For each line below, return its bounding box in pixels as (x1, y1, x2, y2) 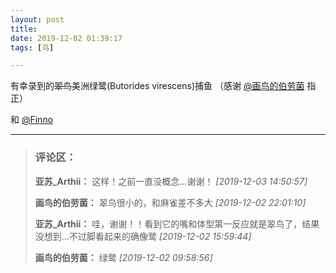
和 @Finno (10, 114, 54, 126)
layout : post (10, 14, 65, 25)
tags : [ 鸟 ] (10, 42, 55, 53)
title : (10, 24, 38, 34)
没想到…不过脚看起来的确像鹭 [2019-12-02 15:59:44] (34, 230, 252, 242)
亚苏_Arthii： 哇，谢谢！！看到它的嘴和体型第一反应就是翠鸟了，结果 (34, 217, 320, 230)
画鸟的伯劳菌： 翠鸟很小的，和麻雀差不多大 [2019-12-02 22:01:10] (34, 196, 307, 208)
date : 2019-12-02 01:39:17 (10, 33, 123, 43)
